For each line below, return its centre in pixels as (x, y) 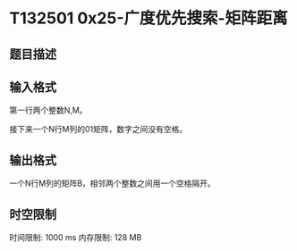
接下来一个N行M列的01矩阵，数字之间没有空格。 (98, 130)
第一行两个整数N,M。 (48, 110)
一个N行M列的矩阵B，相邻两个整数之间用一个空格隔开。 (113, 183)
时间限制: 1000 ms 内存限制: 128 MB (76, 238)
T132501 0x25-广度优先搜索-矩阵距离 (148, 18)
